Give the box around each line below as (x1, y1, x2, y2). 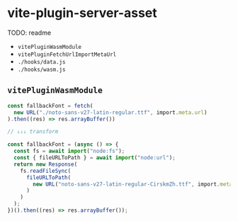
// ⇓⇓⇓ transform (7, 128, 59, 135)
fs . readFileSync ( (20, 167, 72, 174)
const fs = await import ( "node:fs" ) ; (13, 147, 125, 155)
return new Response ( (13, 161, 78, 168)
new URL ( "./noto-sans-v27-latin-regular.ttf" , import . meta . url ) (13, 108, 208, 116)
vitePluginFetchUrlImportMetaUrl (17, 51, 117, 58)
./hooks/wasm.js (17, 66, 66, 73)
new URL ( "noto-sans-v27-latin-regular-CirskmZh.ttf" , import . (33, 181, 220, 188)
